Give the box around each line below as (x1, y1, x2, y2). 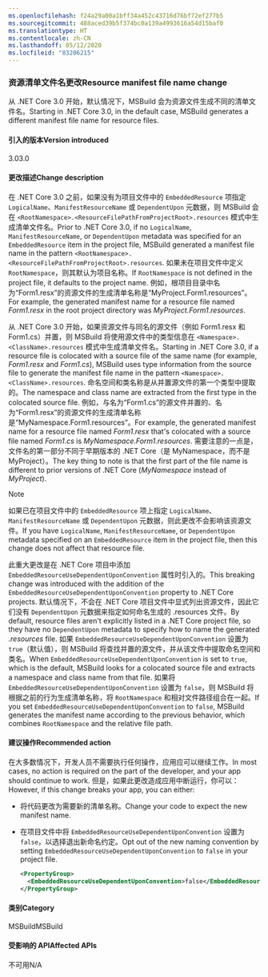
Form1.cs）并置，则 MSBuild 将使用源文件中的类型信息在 (8, 332, 195, 341)
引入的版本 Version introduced (8, 135, 110, 144)
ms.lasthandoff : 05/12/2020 (8, 42, 102, 50)
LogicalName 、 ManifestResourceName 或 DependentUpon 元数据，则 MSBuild (8, 202, 250, 212)
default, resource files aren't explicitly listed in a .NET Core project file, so (8, 616, 251, 625)
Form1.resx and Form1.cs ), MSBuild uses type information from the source (8, 359, 252, 369)
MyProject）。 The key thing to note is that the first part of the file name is (8, 456, 248, 466)
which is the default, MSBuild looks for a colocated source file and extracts (8, 663, 256, 672)
